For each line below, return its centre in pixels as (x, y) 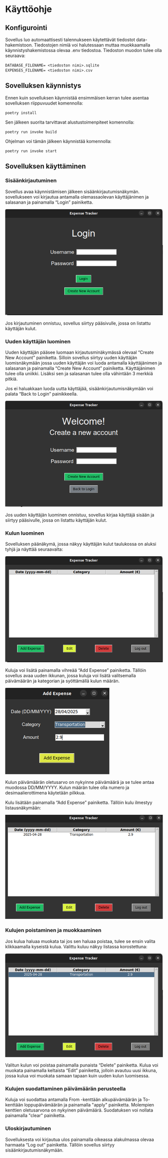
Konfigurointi (26, 28)
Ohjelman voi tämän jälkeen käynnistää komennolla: (58, 141)
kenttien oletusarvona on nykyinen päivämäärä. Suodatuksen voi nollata (79, 1110)
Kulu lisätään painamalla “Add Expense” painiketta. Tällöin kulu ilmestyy (79, 803)
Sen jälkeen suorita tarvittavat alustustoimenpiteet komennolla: (70, 122)
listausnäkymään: (23, 808)
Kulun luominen (25, 533)
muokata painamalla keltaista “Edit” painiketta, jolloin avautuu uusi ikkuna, (81, 1070)
